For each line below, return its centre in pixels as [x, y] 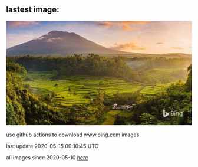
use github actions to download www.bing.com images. [74, 135]
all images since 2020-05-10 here [47, 157]
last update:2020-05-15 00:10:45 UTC [52, 146]
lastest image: [33, 10]
